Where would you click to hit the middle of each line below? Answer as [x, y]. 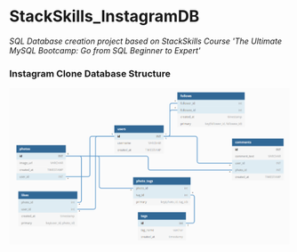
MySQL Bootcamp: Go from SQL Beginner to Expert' [105, 50]
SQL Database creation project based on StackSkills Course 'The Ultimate [146, 41]
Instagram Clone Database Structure [90, 73]
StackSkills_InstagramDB [104, 16]
